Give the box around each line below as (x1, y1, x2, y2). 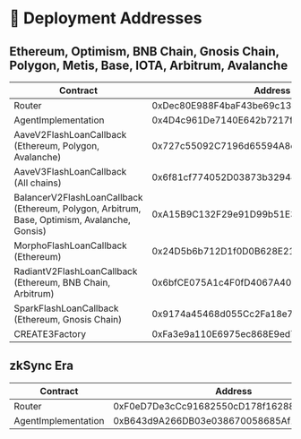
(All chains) (13, 176, 62, 189)
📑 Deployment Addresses (9, 8, 202, 29)
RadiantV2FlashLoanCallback (13, 265, 138, 277)
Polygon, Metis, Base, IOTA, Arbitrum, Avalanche (9, 57, 288, 73)
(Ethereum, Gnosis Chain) (13, 314, 123, 325)
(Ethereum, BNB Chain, (13, 277, 111, 288)
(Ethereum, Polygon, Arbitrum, (13, 202, 142, 214)
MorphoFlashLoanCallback (13, 239, 127, 252)
